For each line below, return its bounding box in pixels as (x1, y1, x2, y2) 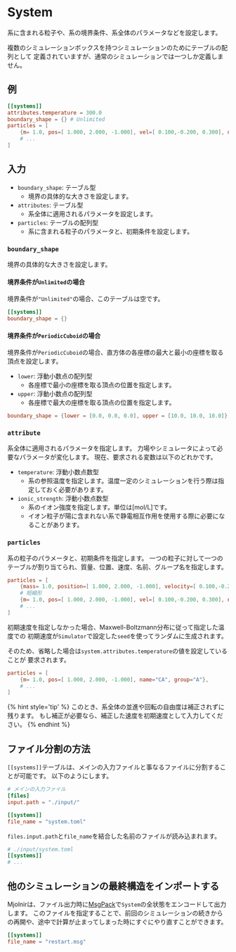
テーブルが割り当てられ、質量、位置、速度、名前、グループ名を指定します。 (7, 562, 228, 571)
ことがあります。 (34, 521, 84, 529)
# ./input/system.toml (7, 846, 74, 853)
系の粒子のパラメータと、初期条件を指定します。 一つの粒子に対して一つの (7, 554, 223, 562)
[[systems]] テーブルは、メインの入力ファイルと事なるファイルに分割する (7, 763, 220, 771)
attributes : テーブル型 (17, 201, 84, 209)
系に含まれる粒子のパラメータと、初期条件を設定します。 (27, 227, 194, 236)
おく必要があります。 (46, 485, 107, 494)
